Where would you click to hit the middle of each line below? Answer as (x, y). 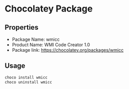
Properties (22, 27)
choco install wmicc (26, 77)
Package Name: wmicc (36, 39)
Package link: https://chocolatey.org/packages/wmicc (68, 50)
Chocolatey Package (49, 9)
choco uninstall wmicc (28, 82)
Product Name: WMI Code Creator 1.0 (51, 45)
